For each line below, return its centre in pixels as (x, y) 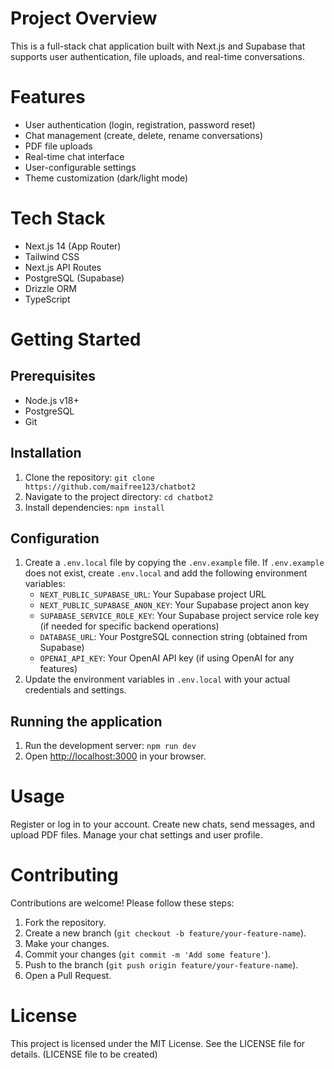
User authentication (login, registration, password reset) (140, 124)
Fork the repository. (65, 923)
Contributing (64, 875)
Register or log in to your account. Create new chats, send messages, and (162, 824)
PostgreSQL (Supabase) (74, 278)
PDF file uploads (58, 146)
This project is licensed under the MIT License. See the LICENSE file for (158, 1044)
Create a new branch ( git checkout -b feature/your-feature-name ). (165, 933)
